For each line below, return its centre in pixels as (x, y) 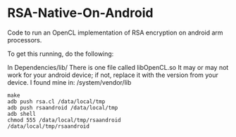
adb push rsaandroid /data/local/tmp (63, 107)
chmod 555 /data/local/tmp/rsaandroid (64, 120)
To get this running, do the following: (61, 54)
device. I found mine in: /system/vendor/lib (69, 82)
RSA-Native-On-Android (80, 13)
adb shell (22, 114)
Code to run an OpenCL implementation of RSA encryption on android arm (115, 32)
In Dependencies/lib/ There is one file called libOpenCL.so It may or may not (118, 67)
